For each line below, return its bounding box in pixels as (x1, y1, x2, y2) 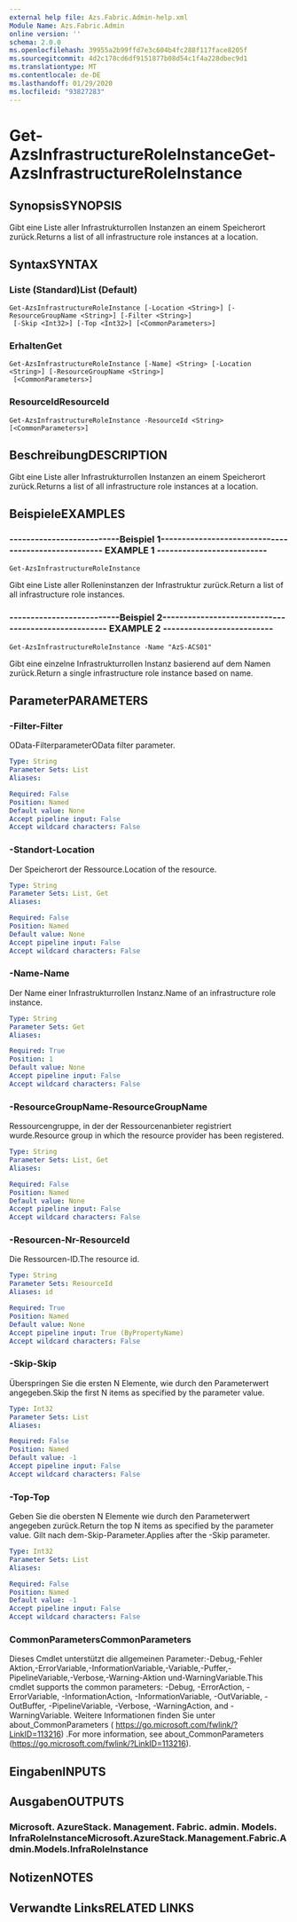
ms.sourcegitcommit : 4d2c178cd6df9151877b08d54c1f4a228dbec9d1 (9, 54, 248, 63)
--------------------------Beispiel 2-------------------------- (9, 611, 273, 624)
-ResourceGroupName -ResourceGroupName (9, 1101, 208, 1113)
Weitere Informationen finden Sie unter (74, 1710, 215, 1721)
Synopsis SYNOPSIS (9, 199, 122, 214)
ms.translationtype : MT (9, 63, 98, 72)
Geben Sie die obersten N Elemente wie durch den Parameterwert (9, 1511, 251, 1522)
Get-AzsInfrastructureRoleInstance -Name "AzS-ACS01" (9, 642, 213, 652)
